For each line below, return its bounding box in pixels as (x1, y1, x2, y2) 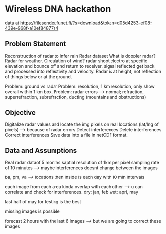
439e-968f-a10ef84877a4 (5, 25, 59, 31)
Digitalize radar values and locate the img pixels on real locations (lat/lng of (5, 121, 159, 127)
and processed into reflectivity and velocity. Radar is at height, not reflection (5, 68, 161, 74)
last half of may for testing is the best (5, 199, 81, 205)
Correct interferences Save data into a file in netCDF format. (5, 132, 128, 138)
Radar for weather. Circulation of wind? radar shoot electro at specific (5, 58, 148, 64)
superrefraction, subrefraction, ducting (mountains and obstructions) (5, 94, 146, 100)
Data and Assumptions (5, 146, 77, 155)
